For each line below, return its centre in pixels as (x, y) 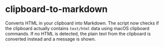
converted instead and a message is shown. (50, 39)
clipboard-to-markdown (56, 9)
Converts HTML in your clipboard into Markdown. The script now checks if (82, 23)
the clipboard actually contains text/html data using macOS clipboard (77, 28)
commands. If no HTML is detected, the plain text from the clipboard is (78, 33)
